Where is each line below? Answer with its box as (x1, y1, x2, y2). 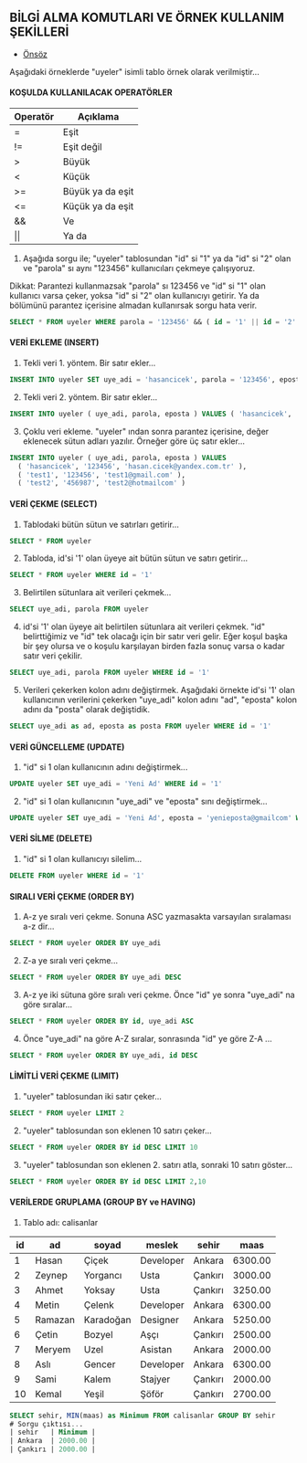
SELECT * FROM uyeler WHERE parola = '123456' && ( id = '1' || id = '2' (9, 318, 297, 327)
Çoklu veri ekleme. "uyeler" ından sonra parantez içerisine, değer (22, 426, 270, 437)
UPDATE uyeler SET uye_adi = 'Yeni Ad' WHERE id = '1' (9, 779, 223, 789)
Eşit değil (62, 141, 102, 153)
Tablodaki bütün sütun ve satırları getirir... (22, 519, 180, 530)
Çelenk (83, 1299, 114, 1311)
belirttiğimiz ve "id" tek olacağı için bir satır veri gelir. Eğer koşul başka (22, 631, 288, 642)
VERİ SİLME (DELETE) (9, 833, 93, 844)
